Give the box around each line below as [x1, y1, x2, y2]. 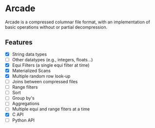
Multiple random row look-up [12, 73, 71, 79]
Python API [12, 117, 35, 123]
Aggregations [12, 101, 40, 107]
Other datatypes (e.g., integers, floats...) [12, 56, 93, 62]
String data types [12, 51, 47, 57]
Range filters [12, 84, 38, 90]
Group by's [12, 95, 35, 101]
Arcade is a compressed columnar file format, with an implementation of [5, 19, 150, 25]
